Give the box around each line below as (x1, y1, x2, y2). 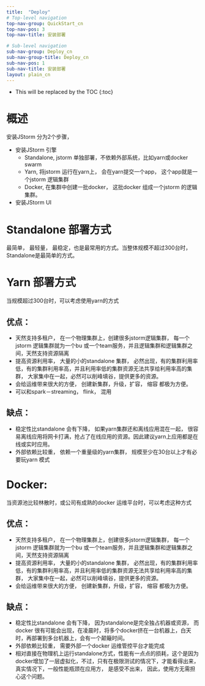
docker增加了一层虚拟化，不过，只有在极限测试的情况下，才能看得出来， (15, 658, 199, 665)
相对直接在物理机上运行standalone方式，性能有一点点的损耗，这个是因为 (15, 650, 199, 657)
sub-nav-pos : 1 (6, 60, 45, 66)
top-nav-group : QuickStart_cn (6, 20, 84, 26)
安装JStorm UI (15, 199, 52, 206)
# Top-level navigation (6, 15, 67, 21)
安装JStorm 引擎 (15, 146, 57, 154)
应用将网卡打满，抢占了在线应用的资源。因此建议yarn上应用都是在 (31, 432, 199, 440)
